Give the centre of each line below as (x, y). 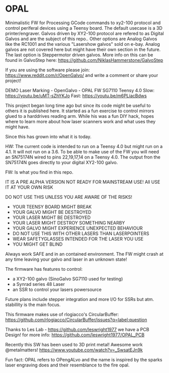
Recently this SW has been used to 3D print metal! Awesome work (74, 344)
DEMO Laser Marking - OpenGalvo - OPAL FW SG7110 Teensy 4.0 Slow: (80, 90)
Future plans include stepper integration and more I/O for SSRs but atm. (80, 299)
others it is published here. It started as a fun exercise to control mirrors (80, 111)
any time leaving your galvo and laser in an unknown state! (66, 259)
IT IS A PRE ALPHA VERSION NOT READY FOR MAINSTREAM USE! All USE (83, 182)
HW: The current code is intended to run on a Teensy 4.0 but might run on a (84, 146)
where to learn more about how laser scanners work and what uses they (80, 121)
